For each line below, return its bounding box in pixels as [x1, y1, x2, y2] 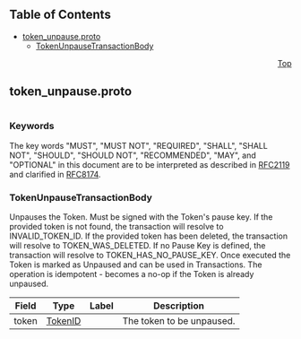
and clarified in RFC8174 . [9, 169, 101, 179]
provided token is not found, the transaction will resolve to [9, 222, 224, 232]
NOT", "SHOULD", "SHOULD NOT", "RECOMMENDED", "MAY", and [9, 150, 257, 161]
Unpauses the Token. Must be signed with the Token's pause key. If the [9, 212, 273, 222]
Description [153, 300, 204, 312]
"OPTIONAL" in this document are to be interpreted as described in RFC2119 [9, 159, 290, 169]
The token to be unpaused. [122, 315, 236, 327]
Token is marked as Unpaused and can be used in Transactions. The [9, 259, 262, 270]
